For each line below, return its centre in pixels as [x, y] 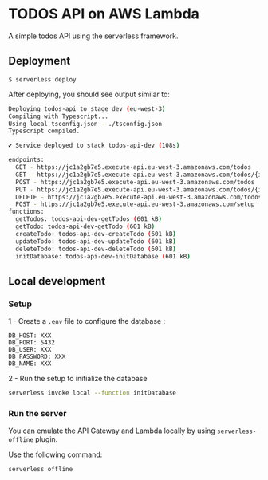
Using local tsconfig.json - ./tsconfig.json [85, 124]
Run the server [37, 413]
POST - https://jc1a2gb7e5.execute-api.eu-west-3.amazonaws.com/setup [135, 204]
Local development [57, 281]
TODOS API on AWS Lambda [104, 14]
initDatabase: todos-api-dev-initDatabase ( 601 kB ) [103, 256]
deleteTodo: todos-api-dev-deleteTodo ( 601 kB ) [96, 249]
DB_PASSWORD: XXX [37, 357]
